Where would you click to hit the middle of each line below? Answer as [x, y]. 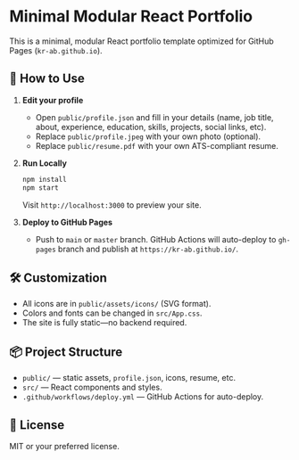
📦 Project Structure [66, 352]
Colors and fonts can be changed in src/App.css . [112, 313]
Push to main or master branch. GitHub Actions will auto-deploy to [156, 239]
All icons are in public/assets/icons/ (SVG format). [116, 304]
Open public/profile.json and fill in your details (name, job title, [154, 117]
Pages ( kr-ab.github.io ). [56, 50]
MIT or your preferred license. [65, 446]
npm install [44, 179]
